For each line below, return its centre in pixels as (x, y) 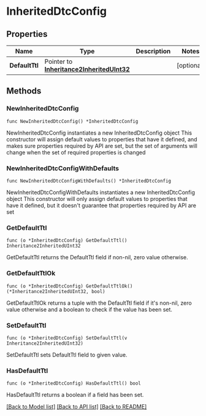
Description (153, 51)
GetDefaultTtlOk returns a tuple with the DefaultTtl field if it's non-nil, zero (99, 303)
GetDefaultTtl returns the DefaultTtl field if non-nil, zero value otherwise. (97, 257)
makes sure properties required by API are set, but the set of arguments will (102, 146)
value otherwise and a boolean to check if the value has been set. (90, 309)
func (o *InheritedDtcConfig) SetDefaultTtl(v (67, 338)
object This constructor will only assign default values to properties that (97, 198)
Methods (24, 91)
